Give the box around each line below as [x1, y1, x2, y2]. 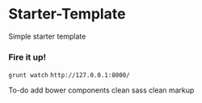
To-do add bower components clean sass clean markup [8, 85, 195, 95]
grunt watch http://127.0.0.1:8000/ [8, 72, 131, 80]
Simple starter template [8, 31, 86, 41]
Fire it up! [8, 51, 47, 63]
